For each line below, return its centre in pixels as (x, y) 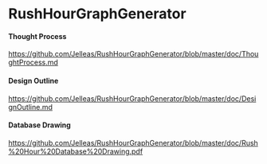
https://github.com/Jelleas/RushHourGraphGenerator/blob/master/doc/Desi (132, 98)
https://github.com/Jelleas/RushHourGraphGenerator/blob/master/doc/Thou (133, 54)
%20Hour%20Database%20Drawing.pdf (76, 151)
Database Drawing (40, 125)
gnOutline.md (31, 107)
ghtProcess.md (33, 62)
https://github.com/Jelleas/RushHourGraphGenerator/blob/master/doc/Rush (133, 143)
